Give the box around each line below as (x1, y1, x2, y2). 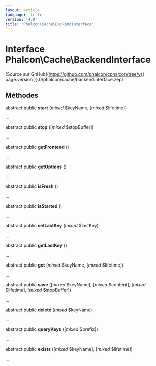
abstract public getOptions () (5, 163, 67, 170)
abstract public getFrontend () (5, 144, 70, 150)
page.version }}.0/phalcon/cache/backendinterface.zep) (5, 77, 123, 83)
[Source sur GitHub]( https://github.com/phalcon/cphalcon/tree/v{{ (5, 71, 145, 77)
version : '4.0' (5, 17, 38, 22)
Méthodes (5, 91, 39, 99)
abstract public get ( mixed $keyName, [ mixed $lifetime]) (5, 262, 123, 268)
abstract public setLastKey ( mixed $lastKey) (5, 223, 99, 228)
